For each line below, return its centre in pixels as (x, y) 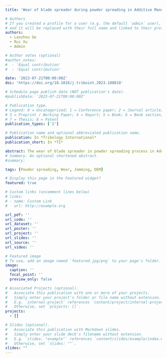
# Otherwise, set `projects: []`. (43, 307)
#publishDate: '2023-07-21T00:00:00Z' (45, 96)
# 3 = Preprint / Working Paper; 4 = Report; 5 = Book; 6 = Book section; (84, 115)
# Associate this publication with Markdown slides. (63, 329)
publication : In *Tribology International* (51, 138)
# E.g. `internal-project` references (48, 302)
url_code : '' (19, 219)
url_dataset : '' (22, 224)
